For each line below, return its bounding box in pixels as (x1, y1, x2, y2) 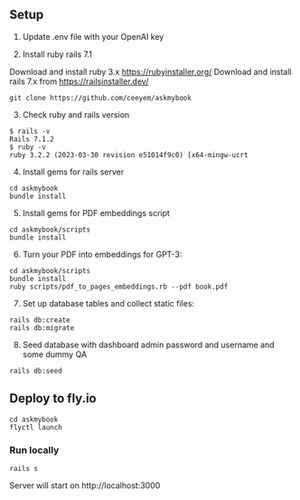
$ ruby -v (9, 142, 47, 152)
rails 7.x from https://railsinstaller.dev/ (9, 76, 149, 87)
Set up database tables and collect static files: (22, 297, 195, 308)
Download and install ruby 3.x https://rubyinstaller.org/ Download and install (9, 66, 292, 77)
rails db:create (9, 316, 70, 325)
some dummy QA (22, 348, 88, 360)
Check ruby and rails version (22, 108, 130, 120)
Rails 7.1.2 (9, 135, 54, 144)
